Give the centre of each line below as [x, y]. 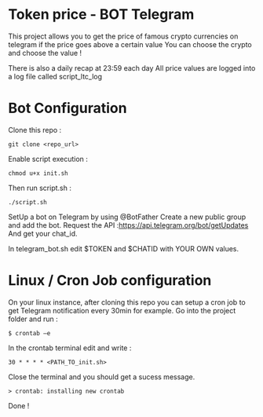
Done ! [19, 405]
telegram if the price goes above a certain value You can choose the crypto [130, 44]
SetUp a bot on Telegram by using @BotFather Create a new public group [127, 217]
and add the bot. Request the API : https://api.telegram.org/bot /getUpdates [128, 225]
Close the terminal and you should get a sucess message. [102, 377]
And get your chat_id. [43, 233]
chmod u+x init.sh [38, 173]
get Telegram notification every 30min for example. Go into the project [122, 310]
